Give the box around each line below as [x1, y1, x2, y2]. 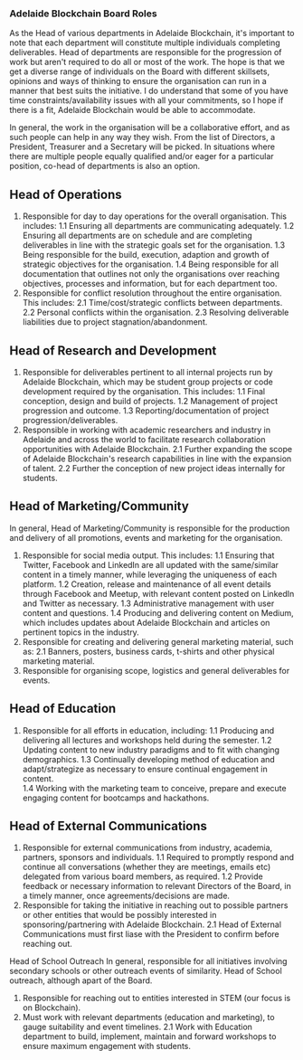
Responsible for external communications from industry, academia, [22, 842, 273, 853]
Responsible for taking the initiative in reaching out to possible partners [22, 900, 289, 911]
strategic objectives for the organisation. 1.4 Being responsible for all [22, 259, 279, 270]
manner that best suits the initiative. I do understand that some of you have [9, 85, 289, 97]
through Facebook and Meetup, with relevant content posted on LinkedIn [22, 588, 295, 599]
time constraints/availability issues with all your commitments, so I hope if [9, 95, 284, 106]
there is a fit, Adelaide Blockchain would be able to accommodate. [9, 105, 256, 116]
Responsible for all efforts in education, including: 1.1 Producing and [22, 724, 275, 735]
